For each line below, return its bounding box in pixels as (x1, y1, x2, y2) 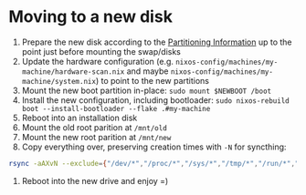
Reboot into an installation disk (21, 112, 138, 123)
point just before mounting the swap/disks (21, 46, 182, 56)
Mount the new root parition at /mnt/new (21, 131, 172, 142)
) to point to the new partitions (95, 75, 209, 86)
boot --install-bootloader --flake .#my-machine (21, 104, 211, 113)
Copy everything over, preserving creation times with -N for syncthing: (21, 141, 287, 152)
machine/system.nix (21, 77, 97, 86)
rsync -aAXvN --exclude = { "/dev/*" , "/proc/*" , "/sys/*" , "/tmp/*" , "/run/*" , (8, 159, 296, 168)
